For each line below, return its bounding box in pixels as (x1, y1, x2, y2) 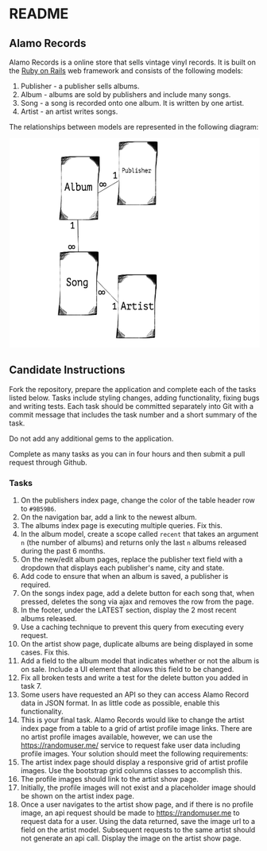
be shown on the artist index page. (20, 791, 134, 800)
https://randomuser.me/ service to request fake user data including (20, 740, 241, 750)
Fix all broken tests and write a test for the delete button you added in (20, 673, 249, 682)
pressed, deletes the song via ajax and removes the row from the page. (20, 596, 254, 606)
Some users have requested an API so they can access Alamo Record (20, 690, 250, 699)
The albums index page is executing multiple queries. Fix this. (20, 520, 223, 530)
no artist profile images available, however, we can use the (20, 732, 213, 741)
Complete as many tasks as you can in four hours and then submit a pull (9, 449, 246, 458)
